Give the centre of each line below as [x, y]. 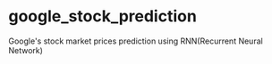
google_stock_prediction [103, 16]
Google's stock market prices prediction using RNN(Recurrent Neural [136, 41]
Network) [26, 50]
